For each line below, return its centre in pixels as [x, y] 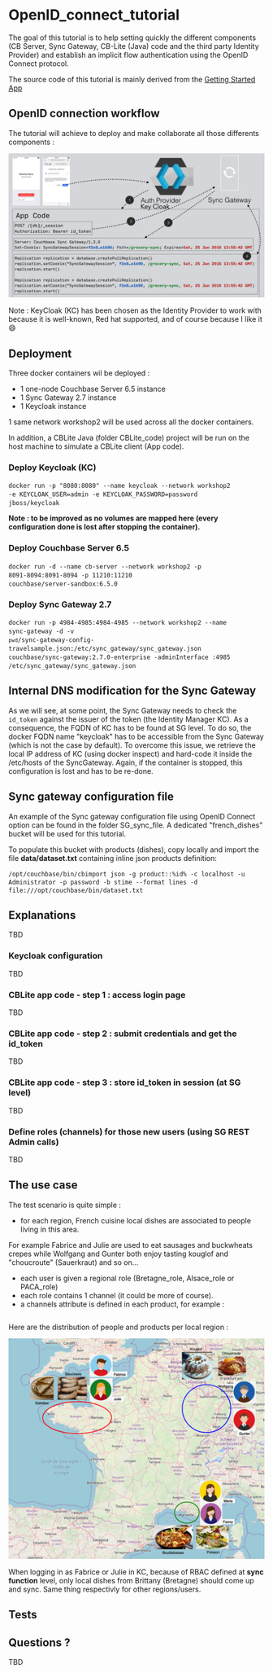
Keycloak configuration [56, 956]
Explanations [42, 915]
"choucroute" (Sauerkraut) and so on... [74, 1262]
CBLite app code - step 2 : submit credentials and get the [123, 1034]
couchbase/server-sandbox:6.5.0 [63, 584]
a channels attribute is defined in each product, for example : [122, 1304]
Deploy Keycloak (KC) [52, 468]
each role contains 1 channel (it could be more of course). [117, 1295]
